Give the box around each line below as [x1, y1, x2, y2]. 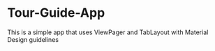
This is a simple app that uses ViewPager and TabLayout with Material [7, 28, 209, 36]
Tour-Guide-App [7, 5, 105, 21]
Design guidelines [7, 35, 59, 43]
